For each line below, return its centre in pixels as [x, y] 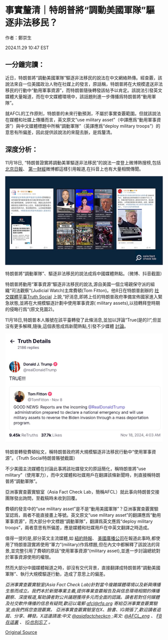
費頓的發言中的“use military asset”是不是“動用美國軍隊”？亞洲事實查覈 [77, 509]
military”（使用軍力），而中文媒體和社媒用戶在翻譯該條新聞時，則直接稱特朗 [83, 475]
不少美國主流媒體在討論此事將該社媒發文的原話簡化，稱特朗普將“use [75, 469]
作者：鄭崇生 [18, 38]
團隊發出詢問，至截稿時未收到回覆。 [42, 498]
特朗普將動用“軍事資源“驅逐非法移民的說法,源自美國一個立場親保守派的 [78, 284]
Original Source [21, 632]
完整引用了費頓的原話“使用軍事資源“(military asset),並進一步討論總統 [86, 551]
